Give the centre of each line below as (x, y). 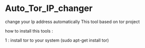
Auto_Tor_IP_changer (49, 8)
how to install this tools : (29, 31)
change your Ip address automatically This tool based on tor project (72, 22)
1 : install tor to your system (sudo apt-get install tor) (57, 40)
